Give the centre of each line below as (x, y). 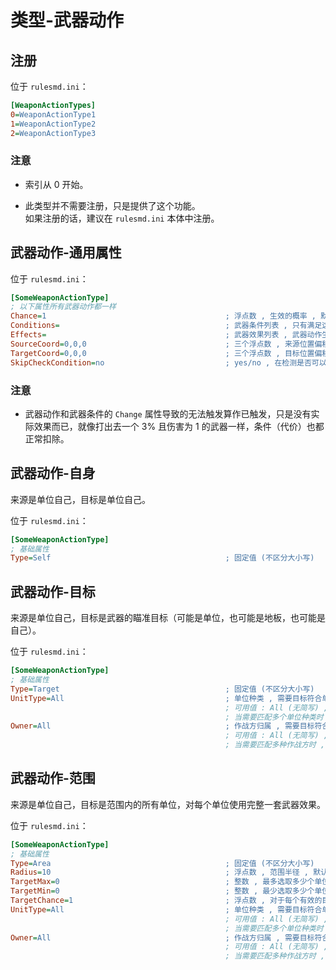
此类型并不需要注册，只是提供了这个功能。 (112, 205)
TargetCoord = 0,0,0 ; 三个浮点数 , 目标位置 (162, 353)
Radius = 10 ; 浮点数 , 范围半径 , (159, 872)
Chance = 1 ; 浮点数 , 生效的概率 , (163, 316)
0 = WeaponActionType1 (53, 114)
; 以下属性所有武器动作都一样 (63, 307)
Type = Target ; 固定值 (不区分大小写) (162, 689)
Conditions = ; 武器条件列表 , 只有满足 (166, 326)
